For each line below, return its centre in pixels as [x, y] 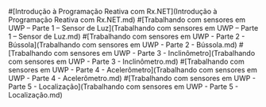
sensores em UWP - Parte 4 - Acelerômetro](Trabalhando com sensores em [133, 70]
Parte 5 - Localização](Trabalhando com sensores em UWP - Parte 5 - [123, 87]
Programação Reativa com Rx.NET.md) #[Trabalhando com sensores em [127, 20]
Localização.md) [36, 95]
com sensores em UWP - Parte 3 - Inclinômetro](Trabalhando [154, 53]
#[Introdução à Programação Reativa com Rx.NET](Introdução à [113, 11]
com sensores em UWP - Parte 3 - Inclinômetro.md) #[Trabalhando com [126, 61]
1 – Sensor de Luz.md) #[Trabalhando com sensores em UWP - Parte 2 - [127, 36]
